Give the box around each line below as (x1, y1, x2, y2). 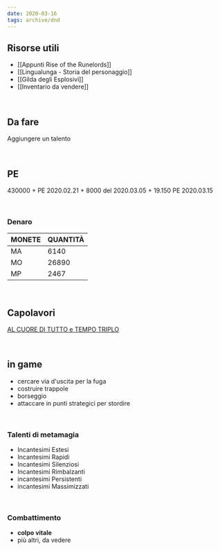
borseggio (17, 392, 47, 400)
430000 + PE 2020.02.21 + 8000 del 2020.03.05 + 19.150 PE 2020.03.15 (7, 186, 213, 195)
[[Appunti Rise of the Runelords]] (17, 60, 112, 69)
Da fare (7, 116, 39, 128)
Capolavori (7, 307, 55, 318)
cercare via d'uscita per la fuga (17, 377, 107, 385)
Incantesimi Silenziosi (17, 460, 80, 469)
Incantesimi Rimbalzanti (17, 468, 85, 476)
